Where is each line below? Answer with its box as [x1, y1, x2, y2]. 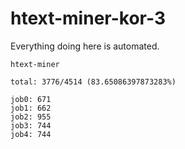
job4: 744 [10, 129, 52, 139]
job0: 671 [10, 94, 52, 104]
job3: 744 [10, 120, 52, 131]
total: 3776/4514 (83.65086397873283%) [10, 77, 177, 87]
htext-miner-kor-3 [10, 7, 166, 30]
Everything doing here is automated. [10, 40, 160, 52]
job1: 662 [10, 103, 52, 113]
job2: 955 [10, 112, 52, 122]
